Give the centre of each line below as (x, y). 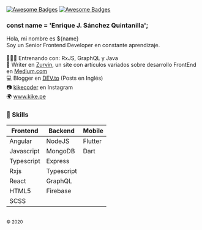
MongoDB (61, 151)
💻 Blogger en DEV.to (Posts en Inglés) (55, 78)
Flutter (92, 141)
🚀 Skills (17, 115)
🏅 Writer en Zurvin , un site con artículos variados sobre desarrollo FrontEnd (102, 65)
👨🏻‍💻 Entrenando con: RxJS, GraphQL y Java (62, 58)
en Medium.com (27, 71)
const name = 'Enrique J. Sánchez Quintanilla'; (77, 25)
